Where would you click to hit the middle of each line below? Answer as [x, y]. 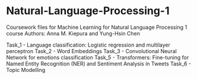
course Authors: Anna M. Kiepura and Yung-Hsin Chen [73, 33]
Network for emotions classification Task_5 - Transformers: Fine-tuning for [98, 57]
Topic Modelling [26, 70]
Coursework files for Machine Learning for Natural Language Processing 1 [97, 27]
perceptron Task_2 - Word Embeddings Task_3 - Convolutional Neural [91, 51]
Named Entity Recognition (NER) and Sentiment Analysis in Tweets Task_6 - [99, 64]
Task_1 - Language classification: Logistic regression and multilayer [88, 45]
